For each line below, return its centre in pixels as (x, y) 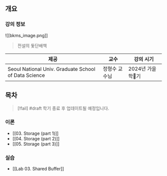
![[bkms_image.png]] (27, 35)
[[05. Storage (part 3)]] (36, 144)
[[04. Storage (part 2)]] (36, 138)
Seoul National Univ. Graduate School (51, 69)
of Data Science (26, 75)
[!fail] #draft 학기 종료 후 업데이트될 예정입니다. (63, 108)
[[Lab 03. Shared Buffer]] (38, 169)
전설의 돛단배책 (32, 46)
